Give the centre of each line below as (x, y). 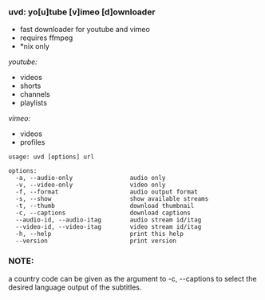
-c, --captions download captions (103, 213)
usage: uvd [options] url (51, 157)
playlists (34, 103)
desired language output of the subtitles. (75, 287)
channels (35, 94)
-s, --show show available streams (112, 199)
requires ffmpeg (46, 38)
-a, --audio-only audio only (91, 178)
